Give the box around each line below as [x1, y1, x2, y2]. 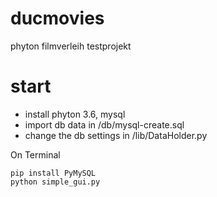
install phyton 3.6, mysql [24, 108, 126, 120]
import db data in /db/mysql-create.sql [24, 118, 185, 131]
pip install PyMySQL [10, 168, 97, 178]
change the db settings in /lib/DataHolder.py [24, 129, 208, 141]
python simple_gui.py [10, 177, 101, 187]
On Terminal [10, 148, 61, 161]
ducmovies [10, 7, 105, 30]
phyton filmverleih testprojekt [10, 40, 132, 52]
